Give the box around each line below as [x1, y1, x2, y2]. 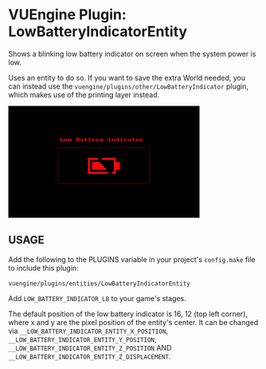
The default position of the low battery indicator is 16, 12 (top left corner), [8, 309, 248, 319]
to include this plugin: [8, 263, 79, 272]
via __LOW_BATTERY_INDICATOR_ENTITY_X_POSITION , [8, 326, 169, 335]
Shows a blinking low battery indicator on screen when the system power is [8, 49, 256, 58]
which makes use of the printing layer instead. [8, 89, 160, 99]
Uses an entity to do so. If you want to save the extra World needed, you [8, 73, 245, 82]
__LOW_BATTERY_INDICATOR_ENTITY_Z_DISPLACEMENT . [8, 351, 171, 361]
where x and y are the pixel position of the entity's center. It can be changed [8, 317, 259, 327]
